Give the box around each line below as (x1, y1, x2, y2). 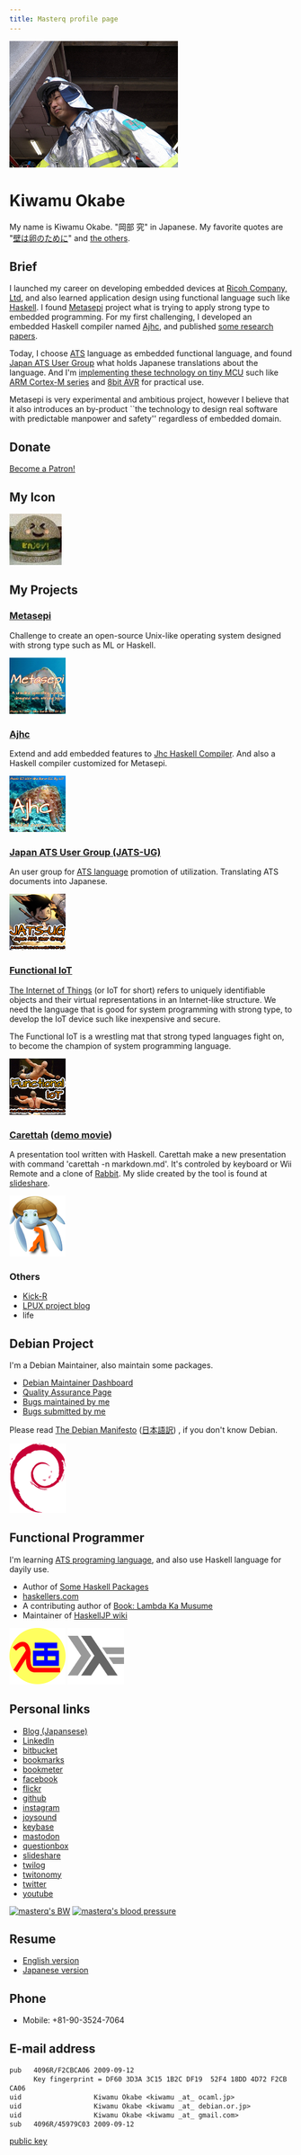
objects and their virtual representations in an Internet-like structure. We (9, 994, 277, 1005)
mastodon (22, 1830, 60, 1841)
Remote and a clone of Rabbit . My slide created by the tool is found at (9, 1167, 268, 1178)
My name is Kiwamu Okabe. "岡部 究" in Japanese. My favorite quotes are (9, 221, 284, 232)
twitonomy (22, 1869, 62, 1880)
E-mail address (9, 2041, 96, 2056)
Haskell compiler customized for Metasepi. (9, 757, 168, 768)
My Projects (9, 583, 78, 598)
